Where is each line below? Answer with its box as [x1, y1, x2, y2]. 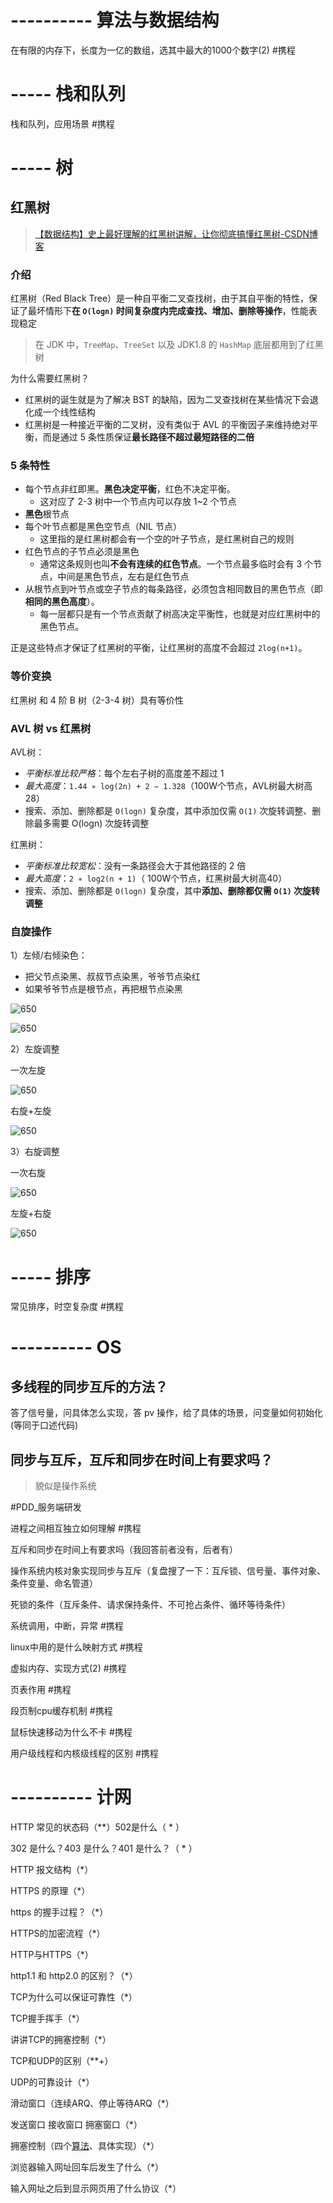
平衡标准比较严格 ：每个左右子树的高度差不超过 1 [24, 767, 225, 780]
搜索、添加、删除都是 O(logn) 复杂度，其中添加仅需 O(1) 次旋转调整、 [24, 805, 313, 817]
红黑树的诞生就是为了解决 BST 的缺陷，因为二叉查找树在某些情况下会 [24, 394, 310, 406]
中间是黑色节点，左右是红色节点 [57, 571, 190, 583]
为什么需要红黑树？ [10, 372, 90, 385]
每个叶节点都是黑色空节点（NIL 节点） [24, 521, 182, 533]
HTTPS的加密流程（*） [10, 1927, 106, 1940]
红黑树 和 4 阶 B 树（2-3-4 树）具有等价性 [10, 694, 184, 706]
